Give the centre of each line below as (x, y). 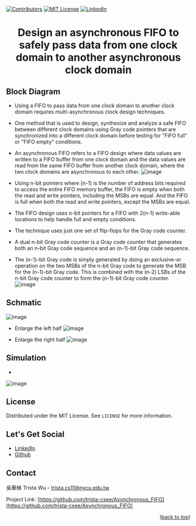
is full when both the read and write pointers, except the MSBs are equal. (102, 202)
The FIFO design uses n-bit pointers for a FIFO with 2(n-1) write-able (97, 213)
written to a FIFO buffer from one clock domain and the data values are (100, 159)
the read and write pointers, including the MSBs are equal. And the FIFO (101, 195)
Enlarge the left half (38, 328)
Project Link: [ (23, 500)
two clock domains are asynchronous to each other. (77, 172)
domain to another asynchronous (98, 58)
